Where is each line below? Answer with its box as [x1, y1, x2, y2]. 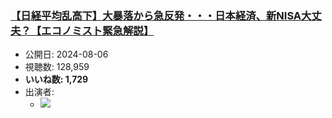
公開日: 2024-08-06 [24, 48, 109, 61]
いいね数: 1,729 [24, 73, 89, 86]
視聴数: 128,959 [24, 61, 90, 73]
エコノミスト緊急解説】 [41, 23, 155, 37]
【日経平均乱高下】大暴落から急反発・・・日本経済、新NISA [10, 8, 302, 22]
